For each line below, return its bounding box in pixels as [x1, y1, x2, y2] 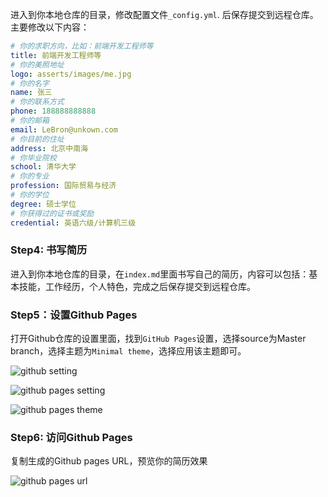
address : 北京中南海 [10, 143, 88, 153]
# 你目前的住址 [10, 134, 65, 144]
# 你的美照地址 [10, 59, 65, 70]
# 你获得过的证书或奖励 [10, 208, 95, 218]
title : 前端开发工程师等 [10, 50, 102, 60]
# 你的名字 [10, 78, 50, 88]
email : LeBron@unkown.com [10, 124, 118, 135]
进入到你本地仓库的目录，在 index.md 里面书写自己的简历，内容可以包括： [10, 268, 310, 280]
